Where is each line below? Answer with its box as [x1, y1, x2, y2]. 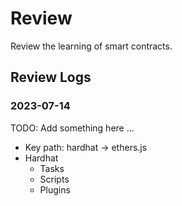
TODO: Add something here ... [10, 122, 135, 134]
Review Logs [10, 69, 92, 86]
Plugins [39, 183, 71, 196]
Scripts [39, 173, 70, 185]
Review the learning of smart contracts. [10, 40, 173, 52]
